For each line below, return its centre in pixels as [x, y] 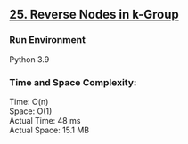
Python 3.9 [29, 59]
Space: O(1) [31, 111]
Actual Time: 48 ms [45, 120]
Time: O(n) [29, 101]
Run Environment [48, 40]
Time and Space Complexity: [73, 82]
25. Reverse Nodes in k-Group [94, 15]
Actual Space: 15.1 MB [49, 130]
